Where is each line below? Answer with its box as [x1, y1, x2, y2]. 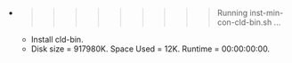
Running [216, 8, 248, 18]
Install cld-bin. [30, 35, 84, 44]
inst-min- [248, 8, 284, 18]
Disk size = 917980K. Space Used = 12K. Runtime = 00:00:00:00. [30, 43, 270, 54]
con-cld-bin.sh [216, 17, 272, 28]
